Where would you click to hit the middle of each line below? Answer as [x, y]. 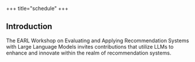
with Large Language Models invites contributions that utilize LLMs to [90, 46]
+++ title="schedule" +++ [37, 8]
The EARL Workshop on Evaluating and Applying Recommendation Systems [97, 41]
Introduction [29, 26]
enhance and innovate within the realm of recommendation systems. [89, 53]
